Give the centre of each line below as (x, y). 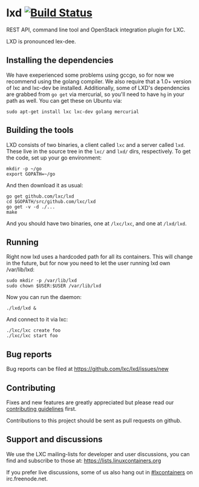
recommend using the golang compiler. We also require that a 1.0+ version (99, 81)
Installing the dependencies (60, 60)
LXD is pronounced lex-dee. (41, 41)
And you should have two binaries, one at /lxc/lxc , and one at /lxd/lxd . (96, 223)
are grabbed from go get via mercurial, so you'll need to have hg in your (95, 94)
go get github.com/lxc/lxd (40, 196)
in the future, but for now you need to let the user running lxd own (88, 263)
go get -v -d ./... (31, 207)
